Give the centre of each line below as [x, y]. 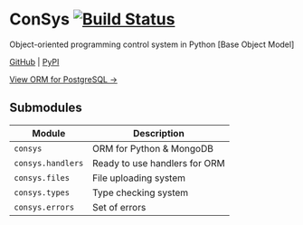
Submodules [46, 108]
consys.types [42, 192]
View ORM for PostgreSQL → [63, 79]
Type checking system [140, 192]
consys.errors [44, 207]
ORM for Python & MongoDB [153, 148]
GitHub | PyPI [34, 61]
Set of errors [119, 207]
